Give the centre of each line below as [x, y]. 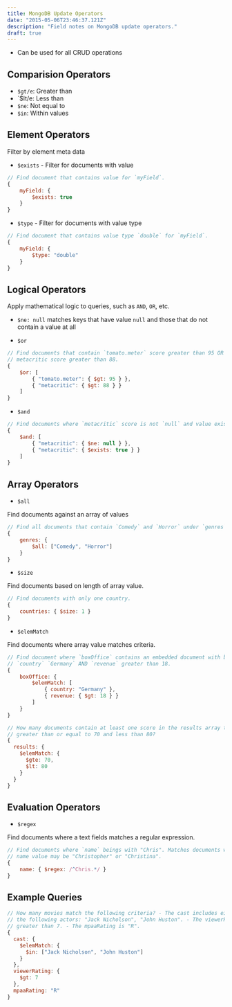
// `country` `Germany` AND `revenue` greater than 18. [89, 663]
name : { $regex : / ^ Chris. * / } [63, 869]
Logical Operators [47, 289]
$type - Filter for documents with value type [79, 223]
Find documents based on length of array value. [75, 586]
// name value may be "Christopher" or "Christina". [85, 857]
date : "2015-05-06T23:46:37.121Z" [57, 20]
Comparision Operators [59, 74]
